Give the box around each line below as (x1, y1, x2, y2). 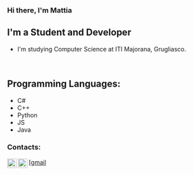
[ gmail (28, 158, 47, 166)
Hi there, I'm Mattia (7, 5, 72, 15)
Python (16, 110, 38, 119)
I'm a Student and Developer (7, 27, 132, 38)
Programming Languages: (7, 78, 121, 90)
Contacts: (7, 143, 41, 152)
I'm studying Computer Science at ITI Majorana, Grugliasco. (16, 45, 187, 53)
